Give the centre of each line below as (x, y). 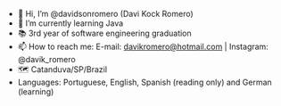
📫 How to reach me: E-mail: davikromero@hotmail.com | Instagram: (143, 46)
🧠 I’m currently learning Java (70, 23)
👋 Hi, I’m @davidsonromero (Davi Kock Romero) (105, 14)
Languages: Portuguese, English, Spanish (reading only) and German (145, 82)
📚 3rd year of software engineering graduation (104, 33)
